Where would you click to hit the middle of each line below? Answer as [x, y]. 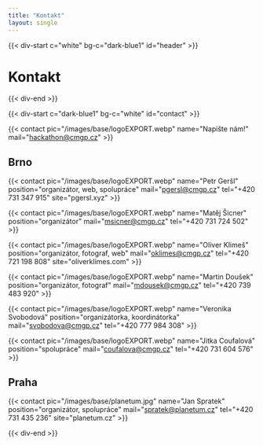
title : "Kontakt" [37, 15]
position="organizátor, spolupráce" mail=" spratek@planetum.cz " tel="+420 [131, 410]
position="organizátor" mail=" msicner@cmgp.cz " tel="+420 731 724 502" [128, 222]
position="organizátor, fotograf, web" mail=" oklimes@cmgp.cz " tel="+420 [129, 253]
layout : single [33, 23]
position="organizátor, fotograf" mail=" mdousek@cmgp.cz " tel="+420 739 [130, 285]
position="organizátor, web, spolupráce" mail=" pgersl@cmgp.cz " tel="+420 [131, 189]
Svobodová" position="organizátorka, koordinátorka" [94, 317]
